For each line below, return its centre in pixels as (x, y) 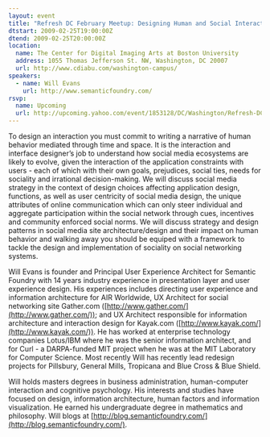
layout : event (32, 16)
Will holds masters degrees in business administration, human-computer (129, 381)
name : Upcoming (41, 106)
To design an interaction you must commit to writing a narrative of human (130, 136)
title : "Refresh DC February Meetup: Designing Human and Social (120, 23)
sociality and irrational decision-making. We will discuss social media (123, 179)
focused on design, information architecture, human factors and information (134, 399)
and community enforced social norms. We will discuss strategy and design (133, 222)
